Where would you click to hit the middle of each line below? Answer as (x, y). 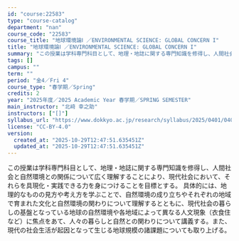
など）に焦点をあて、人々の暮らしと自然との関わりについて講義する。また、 (119, 221)
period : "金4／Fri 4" (38, 80)
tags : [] (20, 61)
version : (20, 133)
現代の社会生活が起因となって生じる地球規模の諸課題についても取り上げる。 (119, 230)
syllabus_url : (28, 120)
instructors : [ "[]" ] (38, 113)
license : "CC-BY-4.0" (39, 127)
